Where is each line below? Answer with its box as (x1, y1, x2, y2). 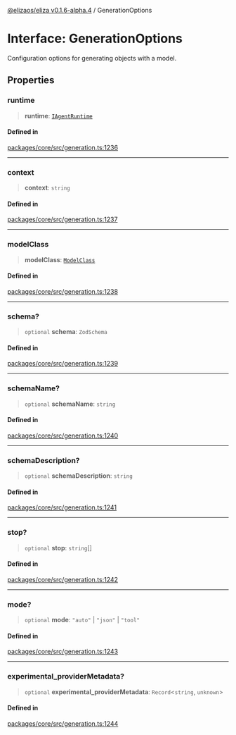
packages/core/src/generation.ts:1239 (7, 359, 118, 368)
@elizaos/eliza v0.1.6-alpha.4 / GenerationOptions (7, 6, 152, 14)
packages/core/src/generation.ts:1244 (7, 719, 119, 728)
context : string (24, 183, 70, 192)
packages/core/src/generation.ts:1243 (7, 648, 118, 656)
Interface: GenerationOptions (7, 31, 183, 47)
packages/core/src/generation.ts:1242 (7, 575, 118, 583)
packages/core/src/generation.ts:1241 (7, 503, 117, 512)
